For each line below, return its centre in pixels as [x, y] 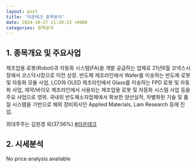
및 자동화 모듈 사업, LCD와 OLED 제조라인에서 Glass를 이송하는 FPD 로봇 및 [93, 83]
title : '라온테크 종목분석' [35, 17]
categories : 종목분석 [30, 28]
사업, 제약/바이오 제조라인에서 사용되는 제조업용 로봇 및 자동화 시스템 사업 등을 [101, 90]
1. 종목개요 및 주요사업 [44, 53]
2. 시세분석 [25, 144]
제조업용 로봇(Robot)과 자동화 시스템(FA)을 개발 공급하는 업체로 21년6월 [88, 68]
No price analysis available [38, 159]
